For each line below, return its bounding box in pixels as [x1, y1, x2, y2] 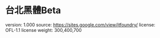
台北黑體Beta [5, 5, 61, 16]
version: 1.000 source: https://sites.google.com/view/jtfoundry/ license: [5, 21, 156, 28]
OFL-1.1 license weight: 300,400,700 [5, 27, 82, 33]
